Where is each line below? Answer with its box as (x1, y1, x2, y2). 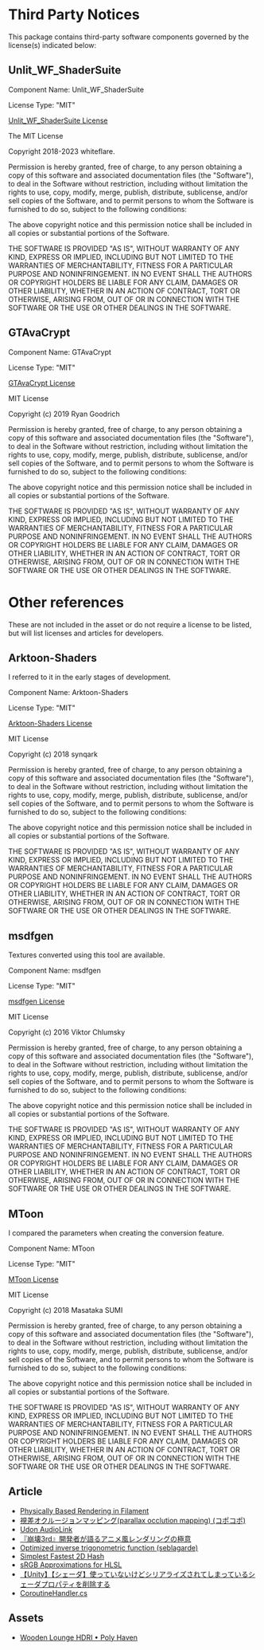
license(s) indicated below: (8, 40, 97, 49)
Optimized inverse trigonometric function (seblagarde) (19, 1542, 199, 1552)
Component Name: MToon (8, 1243, 95, 1253)
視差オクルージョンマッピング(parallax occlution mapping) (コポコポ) (19, 1515, 247, 1525)
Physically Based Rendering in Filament (19, 1506, 149, 1515)
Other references (8, 593, 125, 611)
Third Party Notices (8, 6, 141, 24)
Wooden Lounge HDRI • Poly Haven (19, 1632, 138, 1642)
